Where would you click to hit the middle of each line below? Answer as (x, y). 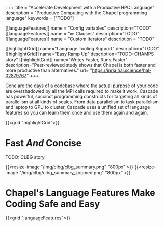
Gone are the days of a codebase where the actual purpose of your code (82, 86)
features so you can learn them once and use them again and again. (77, 112)
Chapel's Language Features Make (80, 193)
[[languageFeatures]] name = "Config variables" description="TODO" (78, 28)
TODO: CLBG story (25, 157)
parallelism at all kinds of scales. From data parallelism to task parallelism (82, 102)
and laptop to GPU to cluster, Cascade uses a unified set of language (78, 107)
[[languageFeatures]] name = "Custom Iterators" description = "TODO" (80, 39)
